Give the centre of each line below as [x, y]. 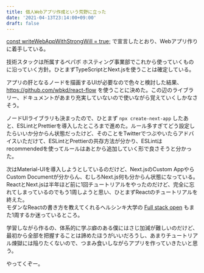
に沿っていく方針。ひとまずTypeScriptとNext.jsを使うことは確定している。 [100, 69]
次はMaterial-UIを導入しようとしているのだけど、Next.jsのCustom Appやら [100, 169]
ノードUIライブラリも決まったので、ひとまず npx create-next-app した [95, 118]
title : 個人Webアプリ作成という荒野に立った [56, 12]
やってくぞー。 [25, 264]
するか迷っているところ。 [51, 215]
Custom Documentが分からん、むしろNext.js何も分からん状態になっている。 [102, 177]
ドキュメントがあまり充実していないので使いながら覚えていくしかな [107, 97]
